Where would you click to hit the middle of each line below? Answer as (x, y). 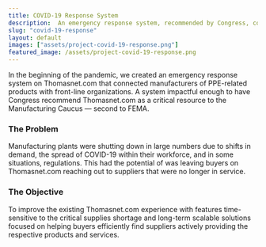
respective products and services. (64, 234)
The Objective (36, 192)
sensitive (23, 218)
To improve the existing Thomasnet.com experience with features (115, 209)
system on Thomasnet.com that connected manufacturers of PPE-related (128, 83)
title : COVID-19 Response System (63, 15)
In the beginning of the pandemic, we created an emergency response (123, 75)
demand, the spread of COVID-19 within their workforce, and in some (121, 154)
